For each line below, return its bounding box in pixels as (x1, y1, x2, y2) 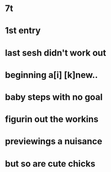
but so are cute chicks (5, 158, 96, 169)
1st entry (5, 25, 41, 36)
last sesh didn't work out (5, 47, 106, 58)
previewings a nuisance (5, 136, 102, 147)
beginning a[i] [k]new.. (5, 69, 98, 80)
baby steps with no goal (5, 92, 103, 102)
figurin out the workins (5, 114, 99, 125)
